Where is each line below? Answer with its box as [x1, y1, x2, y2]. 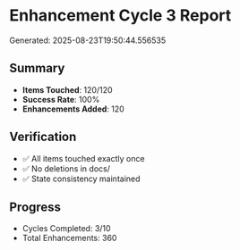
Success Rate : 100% [21, 94, 100, 104]
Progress [9, 199, 61, 214]
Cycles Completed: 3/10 [21, 223, 111, 234]
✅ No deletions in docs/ [21, 162, 110, 174]
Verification [9, 129, 77, 145]
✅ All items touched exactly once [21, 153, 145, 163]
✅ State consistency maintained [21, 173, 141, 184]
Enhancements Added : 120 [21, 104, 125, 114]
